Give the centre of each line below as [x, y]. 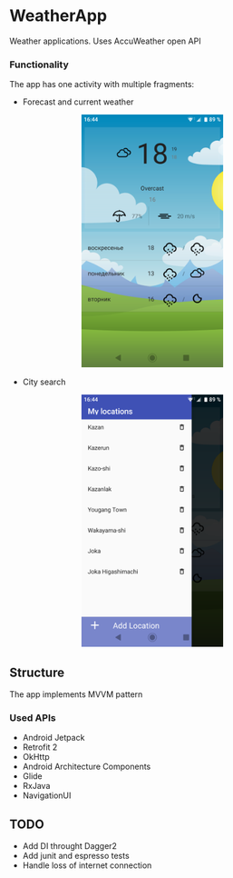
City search [44, 382]
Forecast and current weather [78, 102]
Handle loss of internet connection [87, 865]
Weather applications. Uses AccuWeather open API [105, 41]
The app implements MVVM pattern [76, 694]
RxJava [36, 786]
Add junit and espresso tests [76, 856]
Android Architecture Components [87, 767]
